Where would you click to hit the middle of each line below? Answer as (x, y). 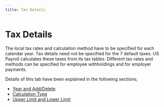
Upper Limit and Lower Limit (41, 99)
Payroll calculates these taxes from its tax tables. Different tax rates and (79, 59)
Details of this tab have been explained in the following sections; (71, 79)
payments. (16, 69)
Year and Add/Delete (34, 89)
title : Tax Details (25, 10)
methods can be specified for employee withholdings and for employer (78, 64)
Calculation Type (30, 94)
